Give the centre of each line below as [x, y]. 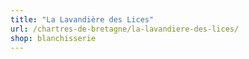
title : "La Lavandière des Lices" [82, 19]
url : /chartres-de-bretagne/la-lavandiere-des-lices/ [125, 29]
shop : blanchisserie [53, 38]
